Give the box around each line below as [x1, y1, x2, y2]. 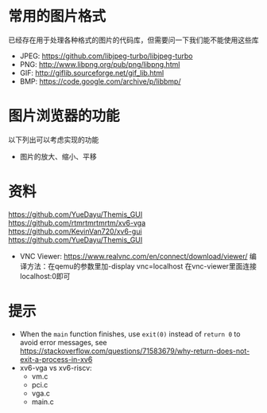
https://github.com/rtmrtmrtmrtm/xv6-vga [8, 218, 145, 227]
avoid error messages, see [19, 337, 107, 347]
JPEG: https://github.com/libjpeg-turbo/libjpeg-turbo [19, 51, 193, 61]
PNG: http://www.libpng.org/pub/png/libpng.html [19, 59, 180, 69]
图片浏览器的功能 [8, 107, 121, 125]
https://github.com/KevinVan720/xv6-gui [8, 226, 142, 236]
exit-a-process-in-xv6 [19, 354, 93, 364]
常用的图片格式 [8, 7, 106, 26]
